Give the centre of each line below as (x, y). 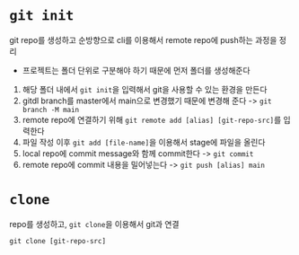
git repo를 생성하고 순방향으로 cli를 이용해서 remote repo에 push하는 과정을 (143, 40)
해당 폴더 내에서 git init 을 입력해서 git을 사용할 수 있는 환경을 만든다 (145, 89)
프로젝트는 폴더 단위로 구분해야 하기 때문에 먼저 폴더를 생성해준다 (136, 70)
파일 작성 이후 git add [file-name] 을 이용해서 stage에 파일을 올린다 (144, 142)
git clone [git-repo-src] (57, 241)
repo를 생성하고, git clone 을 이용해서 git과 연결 (94, 224)
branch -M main (51, 110)
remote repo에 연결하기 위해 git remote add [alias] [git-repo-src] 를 (152, 119)
